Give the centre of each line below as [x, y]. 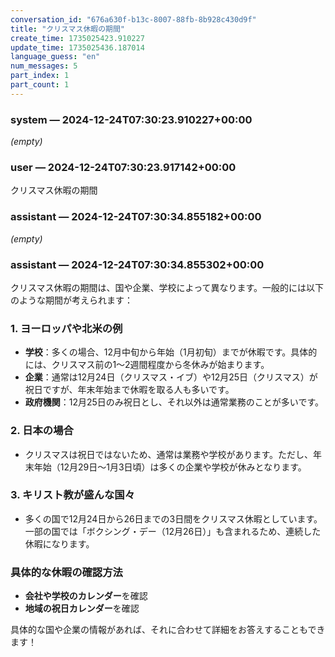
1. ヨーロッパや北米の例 [66, 328]
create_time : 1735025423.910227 [77, 38]
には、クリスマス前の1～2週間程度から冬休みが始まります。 [147, 365]
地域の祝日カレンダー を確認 [82, 608]
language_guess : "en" [55, 57]
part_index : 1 [40, 76]
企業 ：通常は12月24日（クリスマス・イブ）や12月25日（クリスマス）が [171, 377]
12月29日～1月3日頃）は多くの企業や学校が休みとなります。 [183, 467]
